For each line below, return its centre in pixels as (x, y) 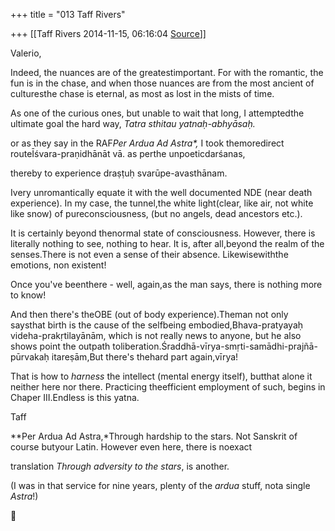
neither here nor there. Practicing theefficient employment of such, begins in (168, 387)
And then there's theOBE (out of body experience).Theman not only (149, 314)
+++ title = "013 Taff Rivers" (68, 14)
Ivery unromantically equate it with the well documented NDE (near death (161, 192)
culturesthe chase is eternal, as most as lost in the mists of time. (142, 93)
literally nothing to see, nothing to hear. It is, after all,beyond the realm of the (167, 243)
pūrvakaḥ (30, 357)
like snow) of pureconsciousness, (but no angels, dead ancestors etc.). (156, 213)
